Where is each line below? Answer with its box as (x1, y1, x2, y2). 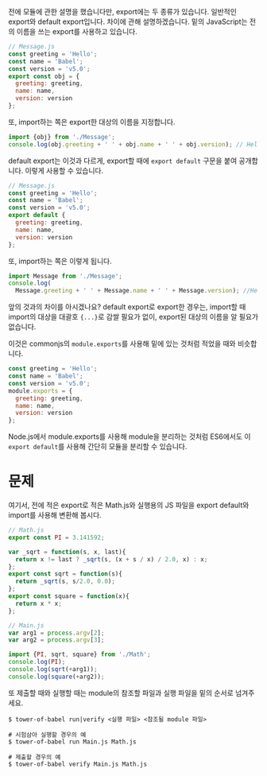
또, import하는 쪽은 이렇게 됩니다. (8, 256, 113, 266)
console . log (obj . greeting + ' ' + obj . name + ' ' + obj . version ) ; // (8, 140, 244, 149)
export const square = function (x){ (8, 592, 130, 600)
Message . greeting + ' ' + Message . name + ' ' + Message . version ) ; (15, 287, 240, 295)
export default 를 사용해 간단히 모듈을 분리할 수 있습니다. (8, 442, 188, 452)
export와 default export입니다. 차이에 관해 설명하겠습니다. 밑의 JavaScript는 (8, 17, 248, 26)
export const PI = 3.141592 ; (8, 533, 105, 541)
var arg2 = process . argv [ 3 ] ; (8, 636, 105, 644)
